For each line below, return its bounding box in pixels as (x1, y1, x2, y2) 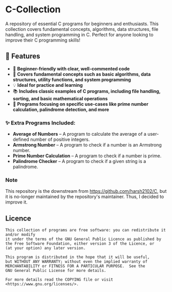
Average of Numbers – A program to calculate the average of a (12, 131, 147, 137)
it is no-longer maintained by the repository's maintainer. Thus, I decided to (5, 194, 164, 200)
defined (12, 136, 30, 142)
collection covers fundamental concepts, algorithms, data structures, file (5, 26, 159, 32)
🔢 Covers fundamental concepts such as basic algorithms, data (12, 71, 151, 77)
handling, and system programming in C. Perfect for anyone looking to (5, 31, 154, 38)
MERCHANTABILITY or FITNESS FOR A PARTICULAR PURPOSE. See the (5, 264, 145, 269)
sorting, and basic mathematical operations (12, 95, 108, 101)
